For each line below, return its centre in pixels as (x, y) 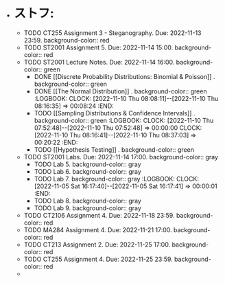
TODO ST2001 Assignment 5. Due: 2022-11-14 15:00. (98, 47)
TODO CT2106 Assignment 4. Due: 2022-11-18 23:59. (99, 215)
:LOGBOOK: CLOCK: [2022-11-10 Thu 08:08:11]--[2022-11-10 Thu (126, 98)
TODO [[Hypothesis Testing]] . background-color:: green (114, 149)
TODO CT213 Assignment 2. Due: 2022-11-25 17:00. (97, 245)
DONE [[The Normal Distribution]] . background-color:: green (120, 91)
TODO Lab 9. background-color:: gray (88, 208)
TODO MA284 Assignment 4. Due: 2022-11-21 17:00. (98, 229)
